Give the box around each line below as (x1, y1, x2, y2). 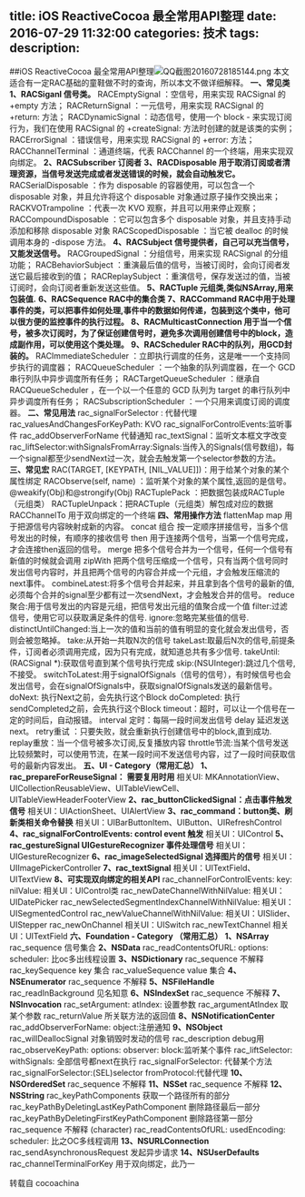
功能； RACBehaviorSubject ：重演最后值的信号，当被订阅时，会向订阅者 (9, 259, 283, 270)
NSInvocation (9, 999, 62, 1009)
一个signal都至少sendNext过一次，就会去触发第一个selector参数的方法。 (9, 452, 281, 463)
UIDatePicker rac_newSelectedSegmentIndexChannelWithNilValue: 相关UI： (9, 896, 295, 908)
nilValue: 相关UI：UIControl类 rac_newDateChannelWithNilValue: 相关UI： (9, 885, 286, 896)
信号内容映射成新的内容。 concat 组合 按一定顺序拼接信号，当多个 (33, 521, 281, 532)
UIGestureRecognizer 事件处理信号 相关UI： (81, 839, 249, 850)
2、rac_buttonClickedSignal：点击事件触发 (128, 794, 292, 805)
